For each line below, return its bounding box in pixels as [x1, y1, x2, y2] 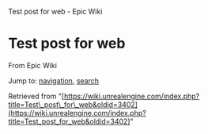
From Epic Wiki [8, 60, 58, 70]
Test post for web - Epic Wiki [8, 7, 103, 16]
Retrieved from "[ [8, 91, 65, 101]
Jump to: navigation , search [8, 75, 99, 86]
